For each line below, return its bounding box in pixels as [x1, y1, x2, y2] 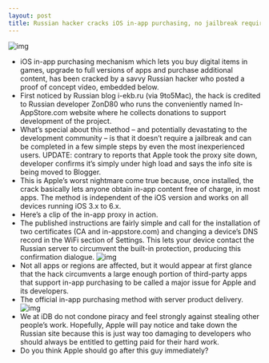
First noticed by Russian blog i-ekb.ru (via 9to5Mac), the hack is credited [19, 90, 261, 100]
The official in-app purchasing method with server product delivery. [19, 294, 244, 304]
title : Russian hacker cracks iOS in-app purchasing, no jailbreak [8, 19, 239, 27]
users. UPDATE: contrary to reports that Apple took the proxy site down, [19, 150, 258, 160]
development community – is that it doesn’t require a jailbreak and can [19, 133, 252, 142]
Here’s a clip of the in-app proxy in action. [19, 209, 159, 219]
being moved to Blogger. [19, 167, 102, 177]
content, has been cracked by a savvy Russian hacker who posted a [19, 74, 245, 83]
